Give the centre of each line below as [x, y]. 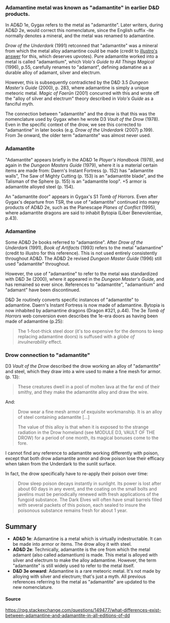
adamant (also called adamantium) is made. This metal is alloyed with [85, 555]
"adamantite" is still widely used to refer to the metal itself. [74, 566]
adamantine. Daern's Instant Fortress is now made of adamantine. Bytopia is [85, 305]
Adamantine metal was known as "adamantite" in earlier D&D [82, 8]
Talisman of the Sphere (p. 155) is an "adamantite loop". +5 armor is [76, 181]
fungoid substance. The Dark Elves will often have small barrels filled [90, 500]
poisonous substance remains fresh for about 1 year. [73, 511]
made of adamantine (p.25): [35, 321]
